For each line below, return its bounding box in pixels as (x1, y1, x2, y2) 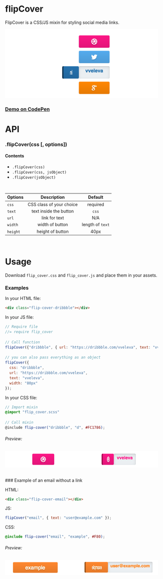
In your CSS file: (5, 395, 37, 401)
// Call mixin (5, 420, 34, 425)
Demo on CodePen (5, 105, 50, 112)
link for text (41, 215, 64, 221)
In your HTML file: (5, 296, 41, 301)
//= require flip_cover (5, 330, 53, 334)
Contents (5, 153, 24, 159)
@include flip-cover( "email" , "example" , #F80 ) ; (5, 534, 105, 539)
